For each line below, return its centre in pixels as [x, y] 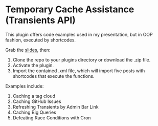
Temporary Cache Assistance [70, 9]
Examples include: [25, 86]
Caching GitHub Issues [37, 101]
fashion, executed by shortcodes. [40, 40]
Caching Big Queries [34, 112]
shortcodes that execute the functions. [53, 76]
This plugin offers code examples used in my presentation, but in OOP [79, 34]
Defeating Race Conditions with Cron [52, 118]
